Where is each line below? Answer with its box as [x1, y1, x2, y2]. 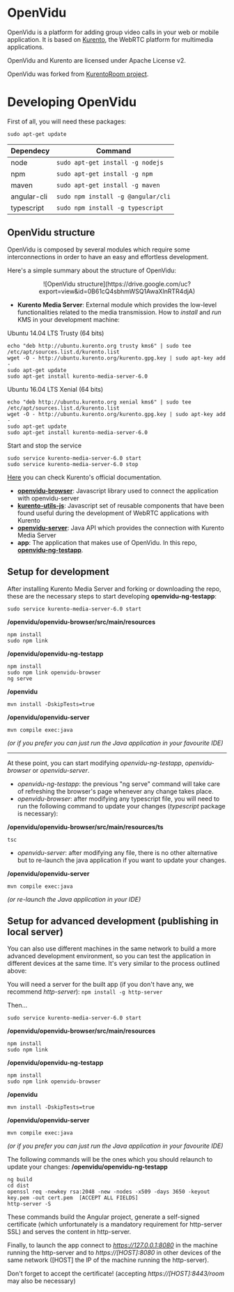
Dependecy [10, 146, 50, 155]
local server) [7, 925, 64, 938]
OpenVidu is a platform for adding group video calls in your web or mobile [7, 28, 219, 36]
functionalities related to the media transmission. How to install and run [17, 308, 221, 316]
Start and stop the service [7, 441, 82, 449]
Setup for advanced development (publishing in [7, 915, 219, 927]
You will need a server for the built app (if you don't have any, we [7, 980, 194, 989]
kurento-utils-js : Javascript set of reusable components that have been [17, 501, 224, 509]
